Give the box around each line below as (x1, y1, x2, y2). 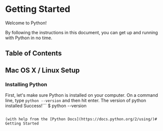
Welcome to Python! (5, 20, 47, 26)
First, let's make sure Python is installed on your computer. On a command (5, 92, 159, 98)
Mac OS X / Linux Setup (5, 66, 80, 74)
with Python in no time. (5, 35, 52, 41)
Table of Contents (5, 49, 62, 58)
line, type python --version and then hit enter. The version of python (5, 98, 146, 104)
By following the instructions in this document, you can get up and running (5, 29, 158, 35)
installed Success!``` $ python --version (5, 103, 87, 109)
